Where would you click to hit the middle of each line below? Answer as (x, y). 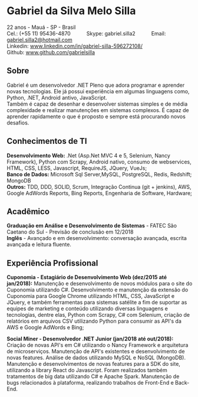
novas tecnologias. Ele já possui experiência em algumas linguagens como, (98, 91)
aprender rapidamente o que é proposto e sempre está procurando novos (96, 116)
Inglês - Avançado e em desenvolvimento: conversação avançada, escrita (97, 238)
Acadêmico (28, 211)
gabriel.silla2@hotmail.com (39, 40)
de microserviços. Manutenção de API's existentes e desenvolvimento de (96, 352)
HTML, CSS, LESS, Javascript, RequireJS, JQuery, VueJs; (77, 168)
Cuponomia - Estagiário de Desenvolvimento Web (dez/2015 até (87, 277)
